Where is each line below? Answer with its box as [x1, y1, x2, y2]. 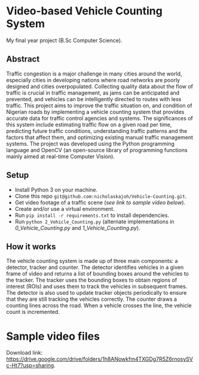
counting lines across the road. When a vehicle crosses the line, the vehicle [6, 302, 192, 309]
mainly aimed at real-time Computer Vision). [6, 153, 115, 160]
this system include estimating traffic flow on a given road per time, [6, 121, 172, 128]
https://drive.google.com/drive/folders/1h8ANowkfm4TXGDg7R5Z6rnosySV [6, 355, 193, 363]
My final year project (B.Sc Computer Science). [6, 37, 123, 44]
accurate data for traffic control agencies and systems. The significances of [6, 114, 193, 122]
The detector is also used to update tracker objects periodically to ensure [6, 289, 187, 297]
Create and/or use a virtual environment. [14, 205, 115, 212]
